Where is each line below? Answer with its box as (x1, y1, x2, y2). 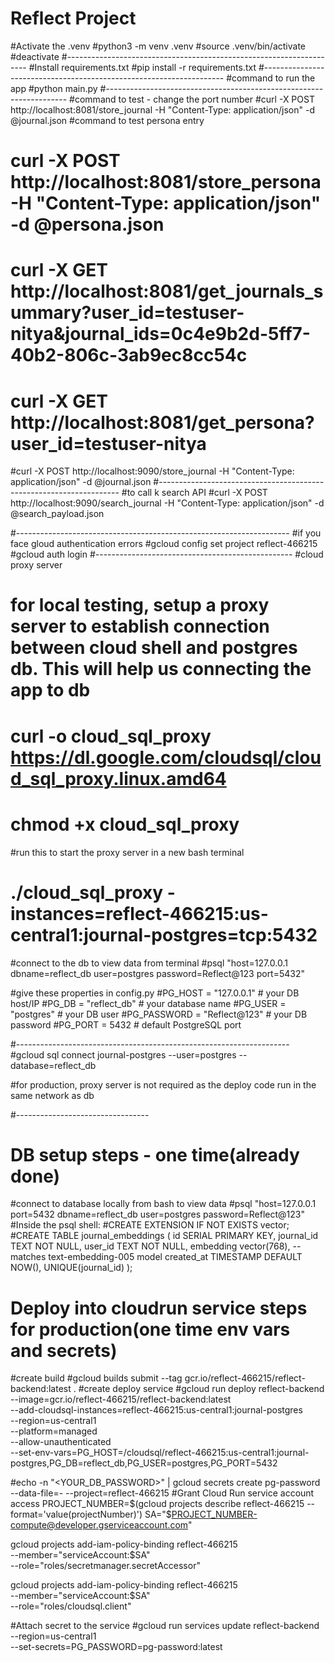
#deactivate (10, 50, 60, 62)
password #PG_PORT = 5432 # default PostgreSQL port (10, 1018, 242, 1031)
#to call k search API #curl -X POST (121, 487, 268, 499)
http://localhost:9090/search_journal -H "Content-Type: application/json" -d (10, 497, 325, 509)
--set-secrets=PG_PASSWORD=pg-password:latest (10, 1641, 223, 1653)
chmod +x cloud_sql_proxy (10, 813, 240, 836)
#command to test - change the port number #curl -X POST (69, 93, 315, 105)
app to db (10, 679, 91, 702)
